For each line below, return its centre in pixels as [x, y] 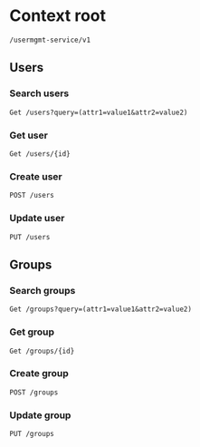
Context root [58, 16]
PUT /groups [32, 434]
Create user [36, 176]
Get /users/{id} [40, 154]
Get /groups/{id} [42, 351]
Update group [40, 415]
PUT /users [30, 237]
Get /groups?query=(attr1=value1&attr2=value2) [101, 309]
